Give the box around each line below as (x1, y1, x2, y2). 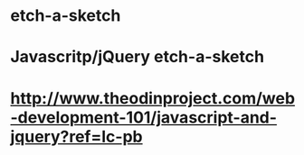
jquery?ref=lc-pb (10, 126, 143, 147)
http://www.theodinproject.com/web (10, 87, 296, 108)
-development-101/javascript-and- (10, 107, 278, 127)
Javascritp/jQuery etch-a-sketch (10, 47, 265, 68)
